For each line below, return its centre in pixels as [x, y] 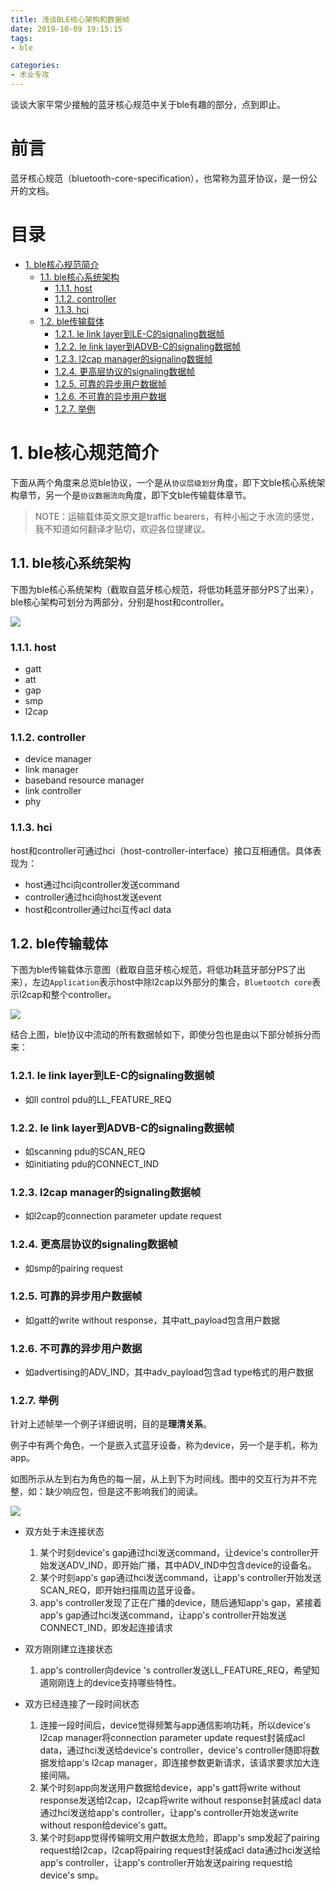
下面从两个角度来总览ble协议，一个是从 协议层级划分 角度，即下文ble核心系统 [163, 482]
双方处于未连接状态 [64, 1532]
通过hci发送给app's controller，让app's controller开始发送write [169, 1813]
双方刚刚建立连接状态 [68, 1649]
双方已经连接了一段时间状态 [82, 1704]
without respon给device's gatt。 [106, 1825]
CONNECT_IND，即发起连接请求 [106, 1628]
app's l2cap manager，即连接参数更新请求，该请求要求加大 [189, 1763]
